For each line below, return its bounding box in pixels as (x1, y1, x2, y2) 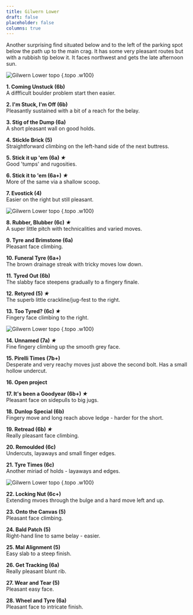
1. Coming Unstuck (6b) (6, 83, 65, 91)
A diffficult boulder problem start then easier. (6, 89, 116, 96)
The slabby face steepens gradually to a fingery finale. (6, 279, 139, 286)
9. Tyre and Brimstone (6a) (6, 237, 73, 244)
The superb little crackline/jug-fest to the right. (6, 297, 120, 304)
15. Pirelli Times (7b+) (6, 355, 60, 362)
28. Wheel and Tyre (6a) (6, 597, 67, 604)
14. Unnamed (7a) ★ (6, 337, 57, 344)
